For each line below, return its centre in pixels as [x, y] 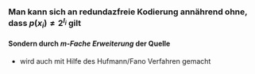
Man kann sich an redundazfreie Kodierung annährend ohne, [128, 12]
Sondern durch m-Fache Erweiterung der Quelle [89, 44]
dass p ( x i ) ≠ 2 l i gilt [45, 23]
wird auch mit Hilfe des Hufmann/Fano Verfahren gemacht [115, 61]
